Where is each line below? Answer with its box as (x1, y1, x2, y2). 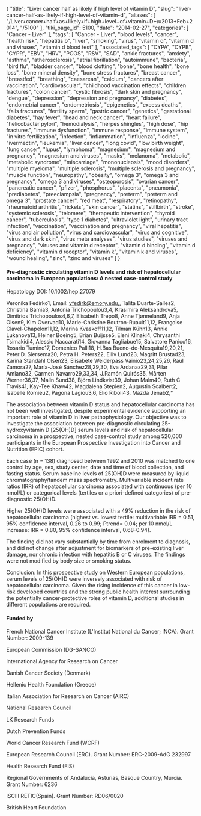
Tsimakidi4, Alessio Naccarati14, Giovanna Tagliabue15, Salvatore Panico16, (6, 338, 193, 345)
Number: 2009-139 (6, 634, 54, 641)
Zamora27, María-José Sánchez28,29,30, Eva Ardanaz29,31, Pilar (6, 363, 168, 371)
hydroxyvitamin (6, 427, 44, 434)
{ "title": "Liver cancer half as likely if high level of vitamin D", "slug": (6, 5, 175, 12)
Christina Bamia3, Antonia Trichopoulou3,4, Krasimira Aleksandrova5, (6, 306, 178, 314)
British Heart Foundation (6, 804, 67, 811)
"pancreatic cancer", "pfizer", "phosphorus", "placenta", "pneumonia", (6, 184, 180, 191)
